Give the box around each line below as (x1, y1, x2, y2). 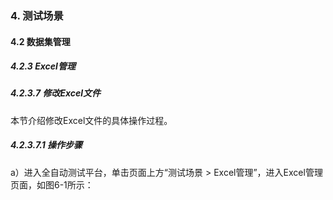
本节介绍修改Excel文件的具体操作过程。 (10, 114, 173, 126)
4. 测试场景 (10, 8, 64, 22)
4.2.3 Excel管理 (10, 60, 76, 72)
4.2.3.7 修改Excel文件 (10, 87, 102, 99)
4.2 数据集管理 (10, 35, 71, 47)
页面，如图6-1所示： (10, 178, 94, 191)
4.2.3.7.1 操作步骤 (10, 139, 83, 151)
